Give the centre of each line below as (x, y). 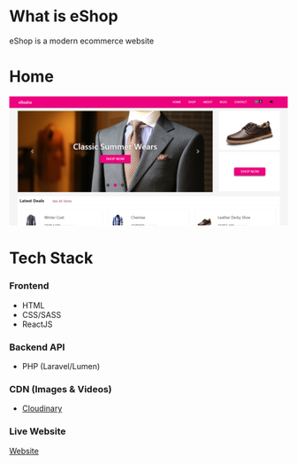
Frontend (29, 286)
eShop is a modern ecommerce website (82, 41)
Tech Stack (51, 258)
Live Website (38, 431)
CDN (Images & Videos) (61, 389)
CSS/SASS (42, 314)
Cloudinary (42, 408)
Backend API (37, 347)
